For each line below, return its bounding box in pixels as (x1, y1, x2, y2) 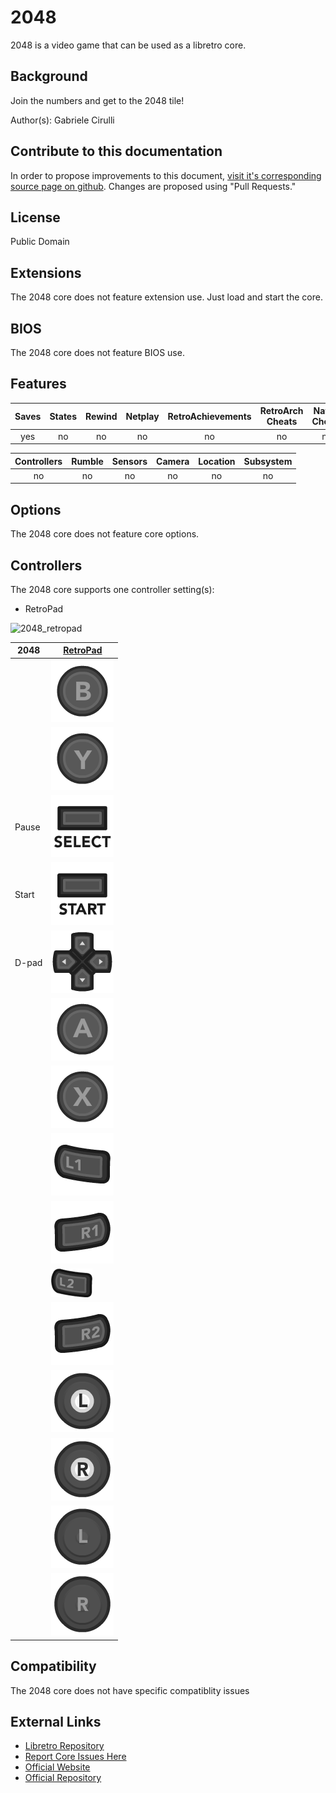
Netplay (125, 410, 160, 422)
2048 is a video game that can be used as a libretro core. (10, 39, 247, 51)
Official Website (24, 1761, 91, 1773)
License (10, 209, 61, 226)
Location (198, 455, 236, 467)
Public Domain (10, 236, 70, 248)
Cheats (266, 416, 298, 428)
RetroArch (259, 405, 304, 417)
